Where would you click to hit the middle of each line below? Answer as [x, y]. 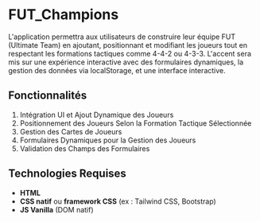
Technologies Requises [68, 174]
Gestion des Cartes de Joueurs [71, 131]
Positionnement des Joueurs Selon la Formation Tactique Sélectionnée [136, 123]
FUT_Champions [64, 15]
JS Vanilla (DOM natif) [56, 209]
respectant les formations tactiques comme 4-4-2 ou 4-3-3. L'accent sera [130, 53]
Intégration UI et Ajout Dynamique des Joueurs [97, 115]
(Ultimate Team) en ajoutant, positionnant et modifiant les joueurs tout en [128, 45]
